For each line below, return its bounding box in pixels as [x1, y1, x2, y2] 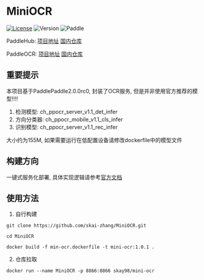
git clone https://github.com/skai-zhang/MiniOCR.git [6, 222, 147, 229]
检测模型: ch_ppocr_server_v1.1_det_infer [15, 108, 118, 115]
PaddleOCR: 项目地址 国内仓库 [6, 50, 83, 58]
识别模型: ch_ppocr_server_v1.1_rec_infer [15, 123, 118, 131]
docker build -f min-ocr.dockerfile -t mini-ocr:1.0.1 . [6, 244, 155, 251]
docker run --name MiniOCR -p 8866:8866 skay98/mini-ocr [6, 268, 155, 274]
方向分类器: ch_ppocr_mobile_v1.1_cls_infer [15, 115, 123, 123]
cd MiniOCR [6, 233, 34, 240]
